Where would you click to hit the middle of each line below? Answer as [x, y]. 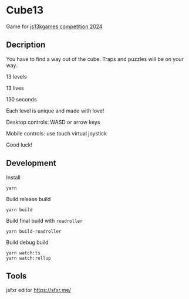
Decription [26, 45]
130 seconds [21, 99]
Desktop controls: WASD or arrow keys [53, 122]
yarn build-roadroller [34, 231]
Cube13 [25, 10]
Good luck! [19, 145]
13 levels [17, 76]
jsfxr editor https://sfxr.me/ [39, 290]
